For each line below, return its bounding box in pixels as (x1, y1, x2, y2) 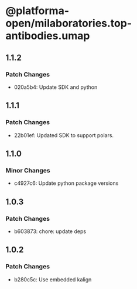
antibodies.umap (5, 29, 90, 42)
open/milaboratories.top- (5, 16, 132, 30)
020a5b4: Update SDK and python (13, 84, 98, 91)
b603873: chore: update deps (13, 228, 86, 235)
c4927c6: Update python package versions (13, 180, 119, 187)
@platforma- (5, 4, 70, 18)
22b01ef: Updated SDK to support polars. (13, 131, 114, 139)
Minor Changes (5, 166, 50, 174)
